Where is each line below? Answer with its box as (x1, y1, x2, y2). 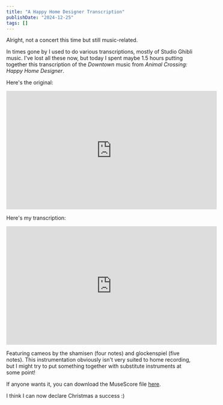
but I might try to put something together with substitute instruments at (6, 362, 182, 370)
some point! (6, 369, 36, 376)
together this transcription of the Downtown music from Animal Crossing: (6, 61, 188, 68)
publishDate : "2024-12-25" (6, 14, 74, 20)
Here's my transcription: (6, 214, 66, 221)
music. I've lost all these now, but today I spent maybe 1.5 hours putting (6, 55, 183, 62)
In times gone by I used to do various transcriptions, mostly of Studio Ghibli (6, 48, 193, 55)
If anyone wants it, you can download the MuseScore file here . (6, 380, 161, 388)
